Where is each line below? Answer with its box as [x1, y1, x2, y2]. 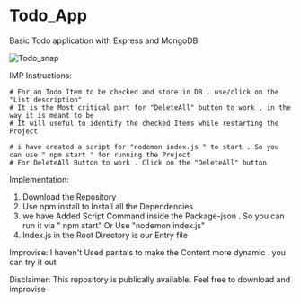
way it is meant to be [9, 111, 94, 120]
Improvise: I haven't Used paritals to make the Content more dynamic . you [9, 246, 286, 257]
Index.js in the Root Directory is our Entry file [22, 229, 189, 240]
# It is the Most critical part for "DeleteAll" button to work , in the [9, 102, 292, 112]
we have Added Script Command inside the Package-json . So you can [22, 210, 285, 221]
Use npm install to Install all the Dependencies [22, 201, 194, 211]
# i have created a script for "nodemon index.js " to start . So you [9, 142, 279, 151]
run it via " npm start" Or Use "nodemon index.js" [22, 219, 206, 230]
